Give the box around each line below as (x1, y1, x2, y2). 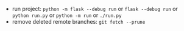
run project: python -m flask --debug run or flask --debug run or (12, 5, 178, 12)
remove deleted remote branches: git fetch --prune (12, 18, 146, 25)
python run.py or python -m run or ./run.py (12, 12, 122, 19)
